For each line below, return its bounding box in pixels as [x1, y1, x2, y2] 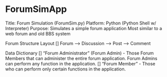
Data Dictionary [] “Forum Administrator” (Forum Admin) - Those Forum [5, 50, 154, 56]
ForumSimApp [5, 3, 67, 15]
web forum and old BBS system [5, 30, 71, 36]
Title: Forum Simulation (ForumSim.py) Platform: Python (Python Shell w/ [5, 20, 156, 26]
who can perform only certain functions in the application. [5, 66, 126, 72]
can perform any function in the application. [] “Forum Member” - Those [5, 60, 155, 66]
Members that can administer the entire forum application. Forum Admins [5, 55, 158, 61]
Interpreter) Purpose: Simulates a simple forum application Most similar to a [5, 25, 162, 31]
